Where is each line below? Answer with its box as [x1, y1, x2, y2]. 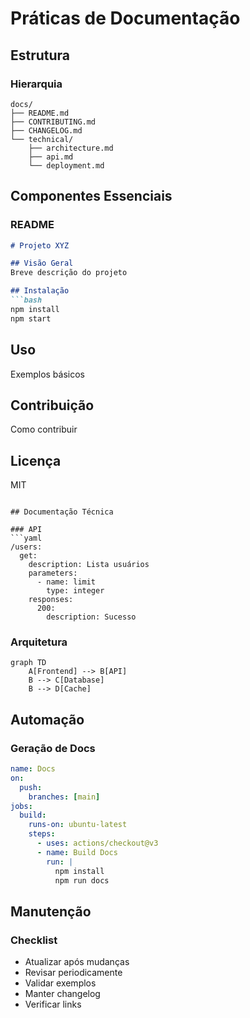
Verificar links [24, 998, 82, 1011]
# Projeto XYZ [10, 240, 70, 251]
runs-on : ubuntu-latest [28, 820, 128, 830]
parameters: [28, 568, 78, 579]
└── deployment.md [28, 160, 105, 171]
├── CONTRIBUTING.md [10, 117, 97, 127]
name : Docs [10, 764, 56, 774]
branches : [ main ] [28, 792, 101, 802]
